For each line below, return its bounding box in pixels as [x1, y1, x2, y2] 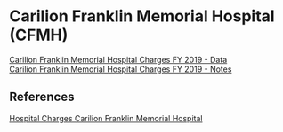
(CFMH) [9, 25, 69, 45]
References [9, 89, 75, 105]
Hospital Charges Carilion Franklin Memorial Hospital [9, 113, 203, 123]
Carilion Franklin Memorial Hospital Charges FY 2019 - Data [9, 54, 228, 65]
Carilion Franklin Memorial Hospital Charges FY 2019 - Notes [9, 64, 232, 74]
